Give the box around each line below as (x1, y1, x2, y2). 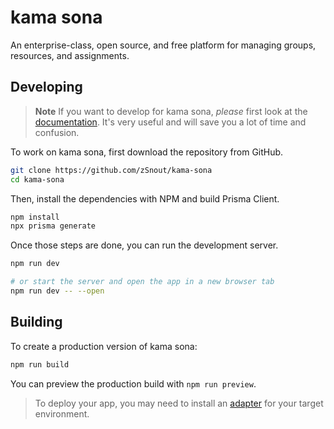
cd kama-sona (10, 174, 65, 185)
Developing (10, 79, 83, 96)
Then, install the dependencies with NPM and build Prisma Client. (10, 192, 280, 205)
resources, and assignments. (10, 49, 130, 61)
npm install (10, 212, 60, 222)
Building (10, 314, 63, 331)
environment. (34, 407, 90, 420)
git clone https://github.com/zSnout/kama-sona (10, 165, 213, 175)
